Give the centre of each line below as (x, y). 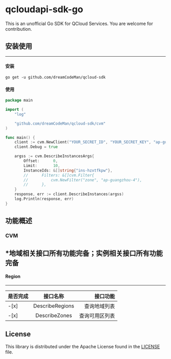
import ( (15, 110)
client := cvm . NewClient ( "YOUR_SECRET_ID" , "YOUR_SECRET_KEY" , (83, 142)
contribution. (19, 29)
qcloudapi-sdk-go (44, 9)
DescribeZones (54, 315)
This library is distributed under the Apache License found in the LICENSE (83, 346)
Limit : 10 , (42, 165)
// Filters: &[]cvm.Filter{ (59, 175)
